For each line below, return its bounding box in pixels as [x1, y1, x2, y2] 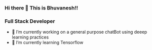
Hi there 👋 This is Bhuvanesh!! [4, 4, 78, 11]
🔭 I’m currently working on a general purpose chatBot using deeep [11, 29, 148, 35]
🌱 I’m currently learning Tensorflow [11, 40, 83, 46]
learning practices [11, 34, 49, 40]
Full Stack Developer [4, 17, 55, 24]
